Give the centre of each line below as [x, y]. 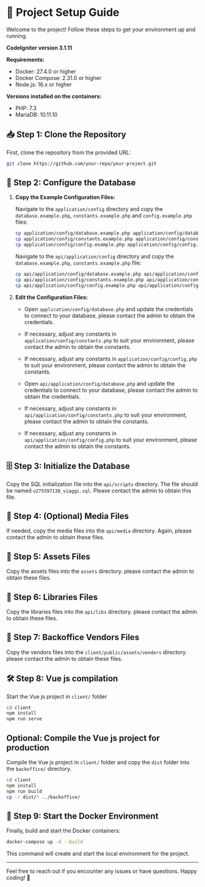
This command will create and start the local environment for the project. [98, 854]
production [28, 747]
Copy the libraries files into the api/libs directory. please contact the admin [102, 611]
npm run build [24, 791]
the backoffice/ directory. [39, 769]
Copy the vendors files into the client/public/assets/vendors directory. [97, 652]
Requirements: [25, 59]
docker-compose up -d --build [45, 842]
